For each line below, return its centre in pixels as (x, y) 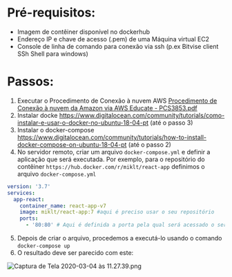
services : (21, 193)
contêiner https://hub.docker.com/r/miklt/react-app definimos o (111, 166)
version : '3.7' (29, 186)
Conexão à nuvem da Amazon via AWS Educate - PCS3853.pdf (107, 107)
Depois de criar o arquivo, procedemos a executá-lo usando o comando (119, 238)
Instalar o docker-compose (56, 130)
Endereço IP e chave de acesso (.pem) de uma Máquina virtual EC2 (113, 39)
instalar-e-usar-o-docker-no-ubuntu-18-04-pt (83, 123)
